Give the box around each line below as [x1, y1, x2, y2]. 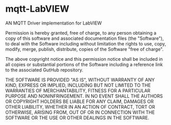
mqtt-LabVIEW [5, 3, 69, 15]
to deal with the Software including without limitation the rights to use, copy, [5, 40, 166, 46]
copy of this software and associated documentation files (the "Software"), [5, 35, 164, 41]
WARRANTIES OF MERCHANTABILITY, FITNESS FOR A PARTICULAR [5, 87, 150, 93]
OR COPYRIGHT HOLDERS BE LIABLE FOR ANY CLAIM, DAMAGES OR [5, 98, 154, 105]
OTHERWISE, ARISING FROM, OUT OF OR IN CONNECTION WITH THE [5, 109, 155, 115]
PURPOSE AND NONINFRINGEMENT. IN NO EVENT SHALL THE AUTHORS [5, 93, 163, 99]
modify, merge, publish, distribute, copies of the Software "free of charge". [5, 46, 164, 52]
